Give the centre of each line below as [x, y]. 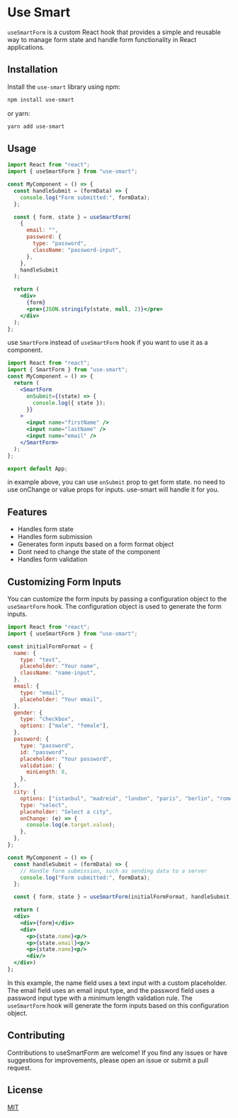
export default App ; [38, 469]
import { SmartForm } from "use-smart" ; [68, 370]
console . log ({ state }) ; [69, 403]
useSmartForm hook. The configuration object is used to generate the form [114, 607]
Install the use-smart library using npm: [64, 87]
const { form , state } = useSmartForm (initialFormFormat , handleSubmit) [123, 897]
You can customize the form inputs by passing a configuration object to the [117, 599]
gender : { [28, 713]
